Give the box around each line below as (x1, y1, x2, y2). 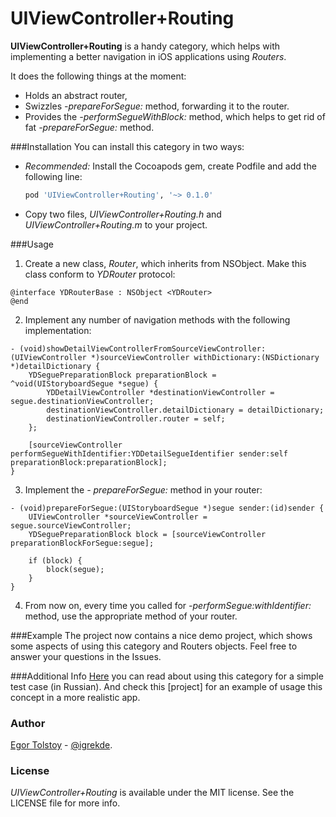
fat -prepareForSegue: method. (24, 121, 155, 133)
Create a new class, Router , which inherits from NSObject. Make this (24, 257, 307, 269)
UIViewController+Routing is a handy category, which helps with (10, 40, 281, 52)
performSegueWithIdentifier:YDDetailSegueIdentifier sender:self (10, 448, 288, 459)
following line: (24, 170, 83, 182)
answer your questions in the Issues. (10, 650, 162, 662)
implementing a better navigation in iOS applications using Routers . (10, 50, 287, 62)
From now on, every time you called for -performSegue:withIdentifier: (24, 599, 312, 611)
